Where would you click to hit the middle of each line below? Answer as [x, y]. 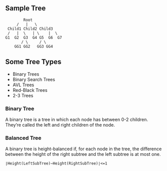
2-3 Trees [23, 95]
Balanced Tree [23, 138]
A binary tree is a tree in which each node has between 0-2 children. [77, 119]
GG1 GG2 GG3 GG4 [34, 46]
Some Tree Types [33, 62]
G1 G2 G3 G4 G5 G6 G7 [34, 37]
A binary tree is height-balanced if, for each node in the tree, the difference [83, 149]
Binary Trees [26, 74]
